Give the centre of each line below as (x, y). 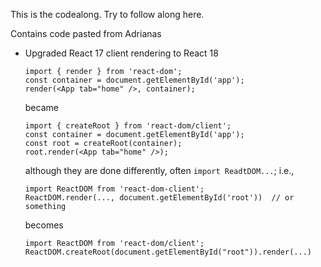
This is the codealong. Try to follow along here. (107, 14)
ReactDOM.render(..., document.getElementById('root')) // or (159, 198)
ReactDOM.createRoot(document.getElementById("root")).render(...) (168, 252)
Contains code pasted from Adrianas (86, 33)
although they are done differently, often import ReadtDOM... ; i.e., (159, 170)
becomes (44, 225)
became (41, 107)
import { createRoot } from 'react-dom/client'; (128, 126)
